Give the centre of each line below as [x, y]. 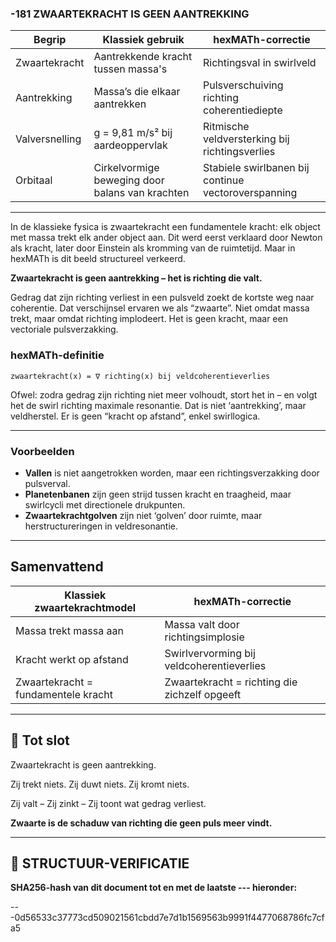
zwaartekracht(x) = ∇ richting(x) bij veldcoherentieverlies [140, 376]
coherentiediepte [243, 110]
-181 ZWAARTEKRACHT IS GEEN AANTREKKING [130, 14]
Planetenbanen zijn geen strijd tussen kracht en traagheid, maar [158, 494]
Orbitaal [34, 180]
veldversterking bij [246, 139]
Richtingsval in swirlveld [260, 63]
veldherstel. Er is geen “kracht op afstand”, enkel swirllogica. [135, 416]
